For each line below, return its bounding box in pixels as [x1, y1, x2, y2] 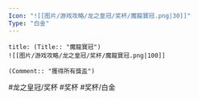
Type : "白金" [8, 19, 50, 27]
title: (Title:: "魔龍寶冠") [8, 43, 101, 51]
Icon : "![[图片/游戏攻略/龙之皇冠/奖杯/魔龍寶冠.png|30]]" [8, 11, 192, 20]
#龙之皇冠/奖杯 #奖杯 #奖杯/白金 [8, 82, 116, 92]
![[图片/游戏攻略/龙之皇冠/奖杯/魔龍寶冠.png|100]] [8, 52, 166, 60]
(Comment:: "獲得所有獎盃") [8, 67, 95, 75]
